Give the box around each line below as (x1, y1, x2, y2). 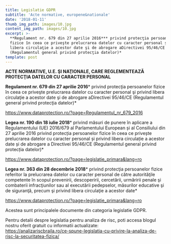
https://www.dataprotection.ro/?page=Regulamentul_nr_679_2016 (5, 110, 144, 116)
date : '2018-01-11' (5, 17, 47, 22)
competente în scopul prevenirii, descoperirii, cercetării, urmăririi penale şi (5, 177, 161, 183)
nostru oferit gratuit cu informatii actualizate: (5, 223, 99, 229)
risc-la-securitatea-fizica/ (5, 233, 60, 239)
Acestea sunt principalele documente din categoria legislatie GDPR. (5, 207, 147, 214)
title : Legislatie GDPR (5, 7, 56, 13)
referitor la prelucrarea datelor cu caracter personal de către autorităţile (5, 171, 155, 178)
